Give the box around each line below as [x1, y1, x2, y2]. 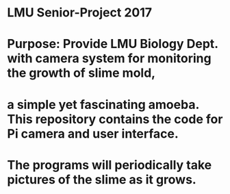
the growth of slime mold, [7, 65, 156, 81]
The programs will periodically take [7, 157, 212, 173]
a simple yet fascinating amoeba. [7, 97, 200, 112]
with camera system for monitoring [7, 51, 212, 66]
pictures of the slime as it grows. [7, 171, 196, 187]
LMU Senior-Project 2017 [7, 5, 153, 21]
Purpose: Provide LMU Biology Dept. [7, 36, 218, 52]
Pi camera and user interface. [7, 125, 179, 141]
